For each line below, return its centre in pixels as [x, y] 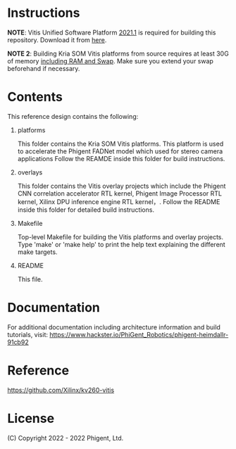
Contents [35, 97]
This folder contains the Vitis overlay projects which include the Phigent [122, 186]
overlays [30, 172]
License [31, 418]
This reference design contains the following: [73, 116]
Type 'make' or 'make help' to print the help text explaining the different [121, 244]
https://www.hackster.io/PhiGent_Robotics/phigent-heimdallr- [139, 334]
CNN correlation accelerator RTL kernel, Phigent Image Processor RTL [120, 193]
